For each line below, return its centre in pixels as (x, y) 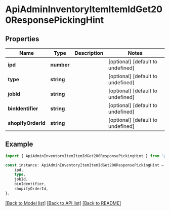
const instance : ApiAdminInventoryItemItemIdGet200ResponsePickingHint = (85, 165)
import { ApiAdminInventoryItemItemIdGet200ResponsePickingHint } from (82, 156)
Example (19, 144)
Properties (22, 39)
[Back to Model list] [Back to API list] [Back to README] (63, 203)
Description (89, 53)
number (60, 65)
